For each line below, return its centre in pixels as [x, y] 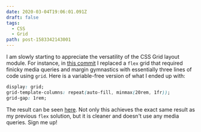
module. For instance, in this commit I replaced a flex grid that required [94, 63]
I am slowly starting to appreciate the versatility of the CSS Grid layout [93, 57]
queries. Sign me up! [32, 122]
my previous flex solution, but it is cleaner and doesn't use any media [93, 116]
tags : [13, 23]
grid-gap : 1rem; [26, 98]
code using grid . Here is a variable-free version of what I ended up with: [96, 76]
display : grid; [25, 87]
